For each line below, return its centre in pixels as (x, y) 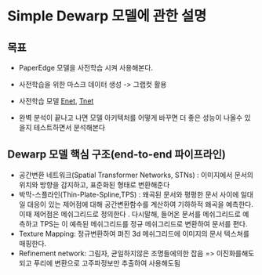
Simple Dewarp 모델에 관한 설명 (107, 16)
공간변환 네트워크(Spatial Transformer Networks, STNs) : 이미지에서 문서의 (136, 175)
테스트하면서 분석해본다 (69, 127)
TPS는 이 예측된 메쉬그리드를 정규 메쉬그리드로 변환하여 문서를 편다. (144, 223)
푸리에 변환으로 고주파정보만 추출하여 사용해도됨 (107, 262)
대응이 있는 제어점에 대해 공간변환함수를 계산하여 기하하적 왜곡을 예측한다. (140, 204)
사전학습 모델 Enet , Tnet (56, 101)
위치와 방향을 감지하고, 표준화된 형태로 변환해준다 (94, 184)
